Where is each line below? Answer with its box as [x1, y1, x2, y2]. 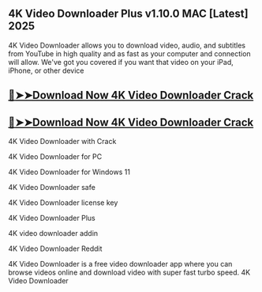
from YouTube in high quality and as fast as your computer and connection [8, 48, 251, 59]
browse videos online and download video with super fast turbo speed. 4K [8, 267, 251, 277]
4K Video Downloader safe [8, 183, 96, 192]
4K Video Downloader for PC [8, 152, 103, 161]
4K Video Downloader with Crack [8, 137, 117, 146]
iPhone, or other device [8, 66, 84, 75]
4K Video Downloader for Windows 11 [8, 167, 130, 177]
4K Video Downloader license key [8, 198, 118, 207]
